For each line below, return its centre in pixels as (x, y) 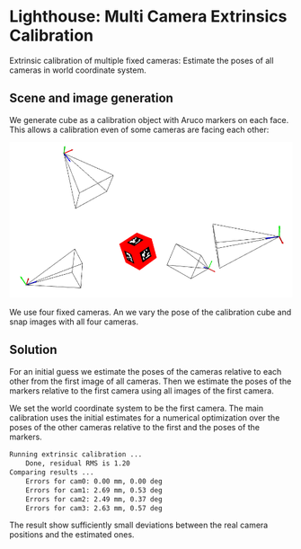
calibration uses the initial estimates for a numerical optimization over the (145, 417)
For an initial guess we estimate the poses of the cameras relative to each (146, 371)
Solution (33, 350)
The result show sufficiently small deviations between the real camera (139, 525)
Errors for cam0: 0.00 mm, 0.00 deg (94, 481)
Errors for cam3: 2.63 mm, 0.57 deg (94, 508)
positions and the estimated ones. (72, 534)
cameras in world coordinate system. (78, 70)
